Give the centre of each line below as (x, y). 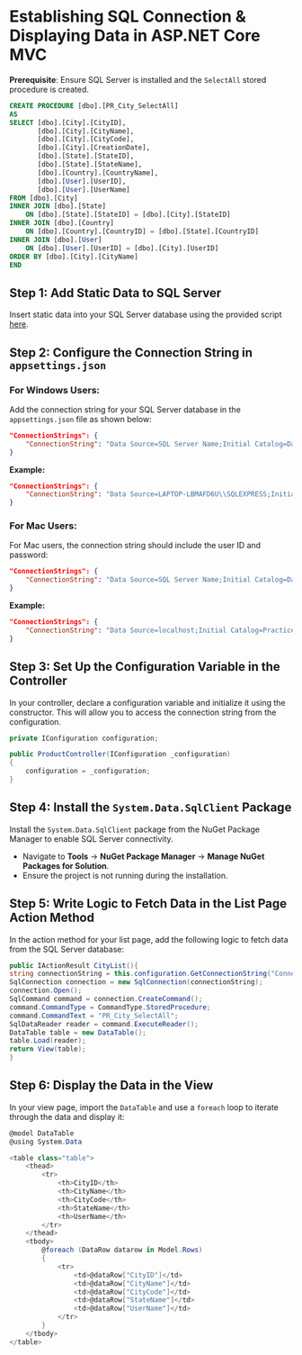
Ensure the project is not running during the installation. (125, 875)
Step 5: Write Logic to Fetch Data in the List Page (148, 903)
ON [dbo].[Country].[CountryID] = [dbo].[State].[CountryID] (142, 231)
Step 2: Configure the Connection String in (131, 352)
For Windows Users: (55, 390)
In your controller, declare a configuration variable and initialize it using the (147, 702)
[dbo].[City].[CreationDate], (94, 148)
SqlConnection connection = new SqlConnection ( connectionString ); (136, 982)
